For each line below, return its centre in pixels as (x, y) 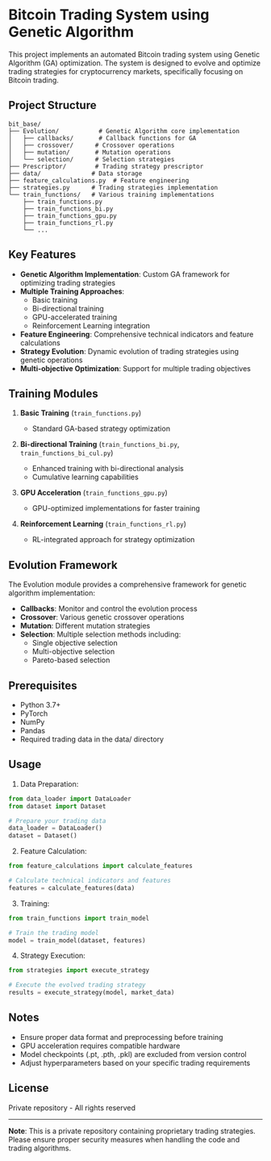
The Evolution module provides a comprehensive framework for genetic (128, 585)
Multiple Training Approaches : (72, 291)
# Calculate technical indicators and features (90, 881)
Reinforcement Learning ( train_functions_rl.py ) (103, 524)
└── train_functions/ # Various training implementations (112, 194)
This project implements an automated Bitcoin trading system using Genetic (134, 54)
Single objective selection (75, 643)
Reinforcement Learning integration (91, 325)
